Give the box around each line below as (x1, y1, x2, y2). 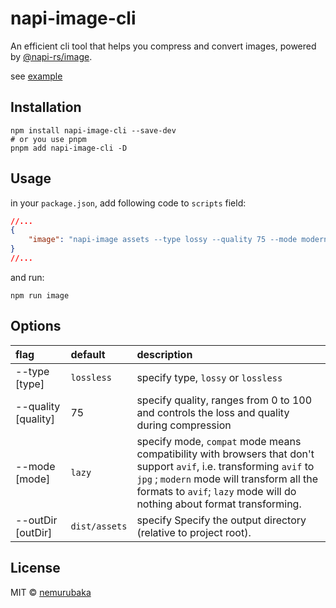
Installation (10, 99, 82, 116)
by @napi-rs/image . (10, 50, 93, 62)
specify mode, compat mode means (136, 434, 302, 448)
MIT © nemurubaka (10, 586, 92, 598)
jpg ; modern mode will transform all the (136, 472, 319, 486)
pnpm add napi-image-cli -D (10, 143, 128, 153)
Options (10, 318, 62, 335)
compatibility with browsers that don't (136, 447, 315, 461)
